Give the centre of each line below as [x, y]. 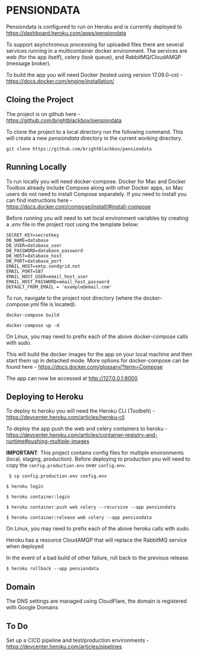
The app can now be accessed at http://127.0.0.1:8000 [72, 378]
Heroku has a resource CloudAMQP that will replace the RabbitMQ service [97, 540]
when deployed [25, 546]
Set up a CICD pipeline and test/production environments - [78, 640]
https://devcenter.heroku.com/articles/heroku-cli [66, 417]
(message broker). [29, 63]
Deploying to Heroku [45, 396]
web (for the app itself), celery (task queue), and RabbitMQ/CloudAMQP [94, 57]
